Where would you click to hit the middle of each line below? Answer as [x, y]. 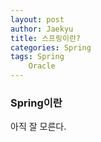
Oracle [42, 66]
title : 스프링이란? [45, 38]
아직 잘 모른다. [38, 127]
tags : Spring [37, 57]
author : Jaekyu [42, 29]
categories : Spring [51, 47]
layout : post [37, 19]
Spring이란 [36, 103]
